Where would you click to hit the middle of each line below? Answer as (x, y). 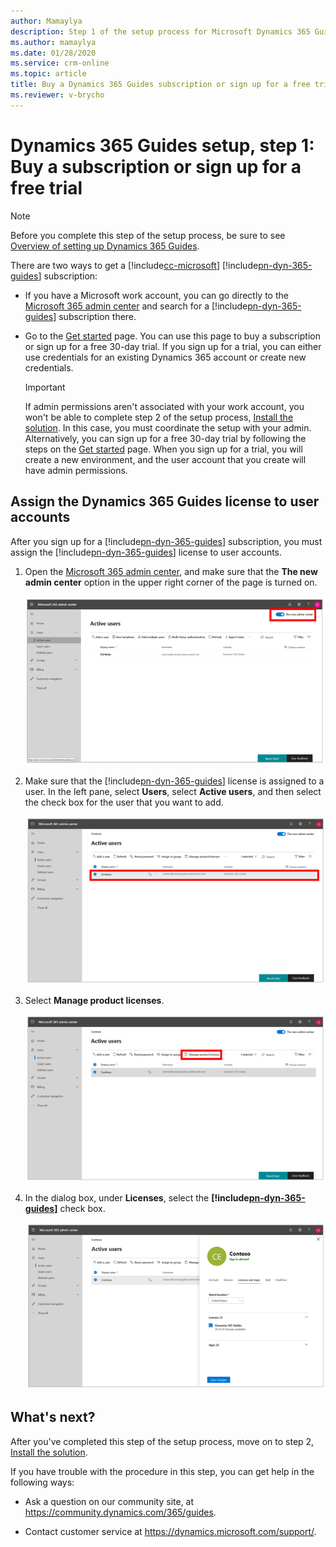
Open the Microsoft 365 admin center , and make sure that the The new (171, 571)
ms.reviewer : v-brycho (57, 95)
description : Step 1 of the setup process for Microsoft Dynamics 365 (160, 31)
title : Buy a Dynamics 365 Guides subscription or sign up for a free (160, 85)
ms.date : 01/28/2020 (53, 53)
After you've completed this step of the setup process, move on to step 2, (162, 1441)
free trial (46, 187)
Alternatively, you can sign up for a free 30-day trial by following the (165, 438)
